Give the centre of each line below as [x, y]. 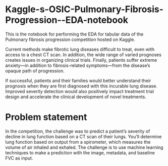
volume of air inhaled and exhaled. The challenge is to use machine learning [84, 147]
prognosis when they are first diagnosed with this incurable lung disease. [81, 86]
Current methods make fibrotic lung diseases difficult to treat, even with [80, 49]
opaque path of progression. [35, 71]
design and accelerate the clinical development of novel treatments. [76, 97]
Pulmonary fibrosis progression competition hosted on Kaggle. [70, 39]
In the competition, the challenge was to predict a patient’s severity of [78, 131]
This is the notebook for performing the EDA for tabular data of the [74, 34]
